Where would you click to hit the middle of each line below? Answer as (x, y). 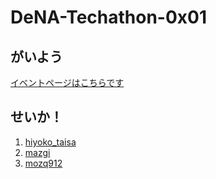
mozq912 (43, 163)
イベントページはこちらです (67, 82)
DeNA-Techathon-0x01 (109, 17)
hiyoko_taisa (50, 142)
